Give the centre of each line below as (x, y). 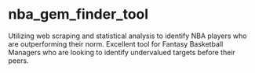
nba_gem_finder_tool (78, 14)
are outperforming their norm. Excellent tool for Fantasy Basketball (116, 43)
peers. (18, 61)
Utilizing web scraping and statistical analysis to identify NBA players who (127, 36)
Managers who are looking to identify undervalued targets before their (122, 52)
